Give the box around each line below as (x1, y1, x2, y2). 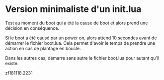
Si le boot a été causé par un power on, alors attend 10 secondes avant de (5, 35, 157, 41)
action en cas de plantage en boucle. (5, 45, 81, 51)
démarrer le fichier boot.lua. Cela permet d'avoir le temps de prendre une (5, 40, 156, 46)
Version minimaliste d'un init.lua (5, 3, 142, 15)
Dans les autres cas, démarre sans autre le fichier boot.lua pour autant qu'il (5, 55, 160, 61)
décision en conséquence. (5, 25, 60, 31)
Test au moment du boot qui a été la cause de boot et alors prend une (5, 20, 148, 26)
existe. (5, 60, 19, 66)
